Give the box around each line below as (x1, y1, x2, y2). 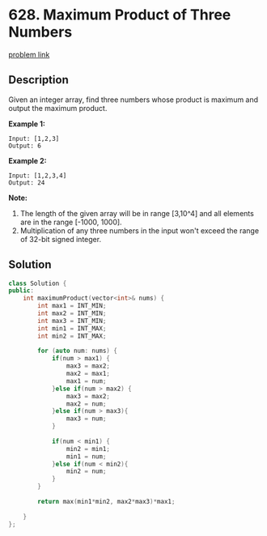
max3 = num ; (66, 415, 107, 423)
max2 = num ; (66, 399, 107, 408)
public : (8, 287, 35, 295)
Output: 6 (8, 142, 42, 150)
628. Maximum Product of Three (8, 6, 231, 24)
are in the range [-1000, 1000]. (19, 217, 123, 227)
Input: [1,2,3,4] (8, 172, 67, 180)
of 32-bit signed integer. (19, 234, 102, 244)
